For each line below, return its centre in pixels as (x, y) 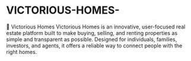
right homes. (22, 52)
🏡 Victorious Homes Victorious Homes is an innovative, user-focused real (96, 27)
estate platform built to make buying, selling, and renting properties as (92, 33)
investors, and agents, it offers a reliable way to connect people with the (94, 46)
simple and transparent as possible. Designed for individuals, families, (92, 39)
